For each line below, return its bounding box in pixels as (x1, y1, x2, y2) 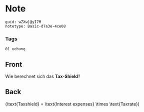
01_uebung (5, 47, 26, 52)
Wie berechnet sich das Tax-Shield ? (5, 73, 80, 80)
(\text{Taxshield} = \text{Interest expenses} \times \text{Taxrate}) (5, 101, 140, 107)
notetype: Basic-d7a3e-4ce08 (5, 23, 66, 29)
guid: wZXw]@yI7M (5, 19, 41, 24)
